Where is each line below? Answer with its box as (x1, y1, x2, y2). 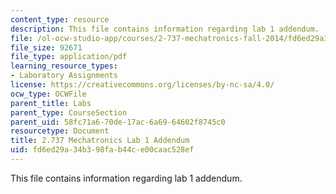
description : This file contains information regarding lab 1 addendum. (10, 24, 320, 34)
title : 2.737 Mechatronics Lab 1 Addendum (10, 136, 190, 146)
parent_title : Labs (10, 98, 92, 108)
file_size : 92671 (10, 42, 83, 53)
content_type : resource (10, 14, 110, 25)
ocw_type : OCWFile (10, 89, 87, 99)
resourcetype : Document (10, 126, 110, 136)
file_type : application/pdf (10, 52, 128, 62)
